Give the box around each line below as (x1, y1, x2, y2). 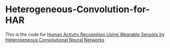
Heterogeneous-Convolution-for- (5, 4, 150, 15)
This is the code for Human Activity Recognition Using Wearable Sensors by (5, 31, 165, 37)
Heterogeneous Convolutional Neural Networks (5, 37, 105, 43)
